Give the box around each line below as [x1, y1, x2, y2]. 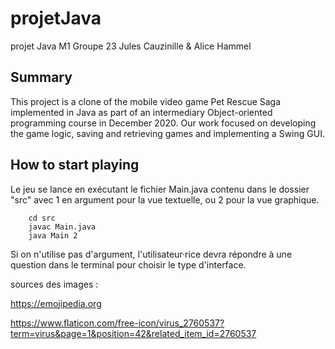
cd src [28, 213, 56, 223]
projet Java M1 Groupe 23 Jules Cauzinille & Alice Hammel [10, 40, 252, 52]
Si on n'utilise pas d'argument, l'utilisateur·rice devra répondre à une [10, 248, 293, 260]
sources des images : [10, 278, 99, 290]
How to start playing [10, 157, 140, 174]
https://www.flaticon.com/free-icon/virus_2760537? [10, 317, 225, 329]
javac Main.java [28, 222, 97, 232]
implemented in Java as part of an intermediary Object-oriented [10, 106, 273, 118]
